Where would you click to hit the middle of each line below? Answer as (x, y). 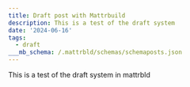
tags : (17, 38)
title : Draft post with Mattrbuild (67, 15)
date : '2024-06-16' (40, 30)
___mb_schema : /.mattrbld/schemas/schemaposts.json (95, 52)
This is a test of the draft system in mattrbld (79, 75)
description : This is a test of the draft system (92, 23)
